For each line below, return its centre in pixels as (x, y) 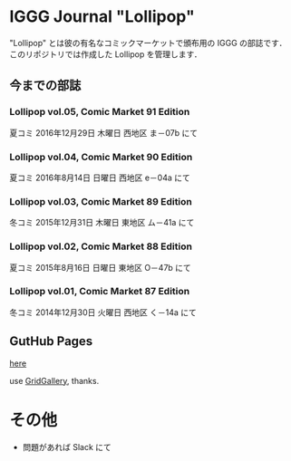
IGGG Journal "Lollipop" (102, 17)
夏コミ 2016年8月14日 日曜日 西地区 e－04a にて (100, 178)
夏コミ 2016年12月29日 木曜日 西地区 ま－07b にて (103, 132)
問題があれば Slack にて (67, 447)
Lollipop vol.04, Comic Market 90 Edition (101, 157)
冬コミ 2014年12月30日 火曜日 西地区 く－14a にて (103, 312)
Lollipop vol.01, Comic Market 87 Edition (100, 292)
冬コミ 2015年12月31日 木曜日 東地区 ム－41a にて (102, 223)
